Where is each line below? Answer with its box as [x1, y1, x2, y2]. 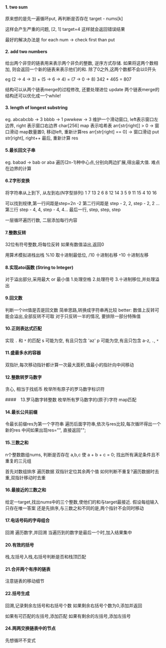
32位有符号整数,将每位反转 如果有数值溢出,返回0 [5, 241, 104, 247]
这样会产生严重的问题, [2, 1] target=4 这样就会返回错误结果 [5, 26, 125, 32]
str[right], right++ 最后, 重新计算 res [5, 135, 79, 141]
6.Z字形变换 [5, 178, 30, 184]
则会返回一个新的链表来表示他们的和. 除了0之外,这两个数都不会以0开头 [11, 66, 157, 72]
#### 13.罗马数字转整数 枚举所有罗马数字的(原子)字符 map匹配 [5, 397, 137, 403]
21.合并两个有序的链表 [5, 566, 51, 572]
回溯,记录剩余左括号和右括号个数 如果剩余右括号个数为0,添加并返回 [5, 602, 143, 608]
